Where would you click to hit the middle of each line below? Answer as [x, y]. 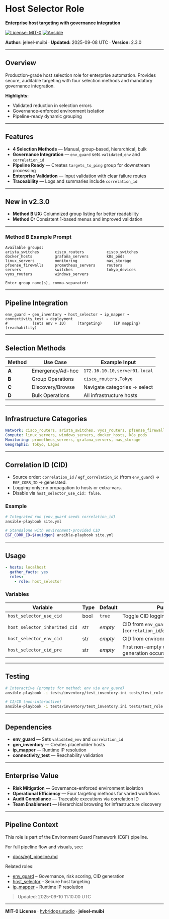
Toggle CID [136, 616]
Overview [21, 63]
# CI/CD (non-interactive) [33, 702]
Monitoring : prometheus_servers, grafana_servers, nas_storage [73, 440]
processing [24, 170]
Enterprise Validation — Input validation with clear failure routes [79, 176]
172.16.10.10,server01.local [118, 371]
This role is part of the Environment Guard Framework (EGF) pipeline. [77, 837]
